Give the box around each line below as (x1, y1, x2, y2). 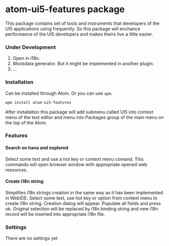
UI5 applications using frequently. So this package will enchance (5, 25, 141, 31)
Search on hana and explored (5, 145, 69, 151)
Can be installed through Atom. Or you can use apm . (5, 90, 113, 96)
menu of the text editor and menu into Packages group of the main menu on (5, 114, 164, 120)
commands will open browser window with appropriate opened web (5, 161, 147, 168)
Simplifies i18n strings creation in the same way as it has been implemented (5, 189, 163, 195)
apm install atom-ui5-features (5, 100, 72, 105)
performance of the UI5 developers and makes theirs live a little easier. (5, 31, 153, 37)
